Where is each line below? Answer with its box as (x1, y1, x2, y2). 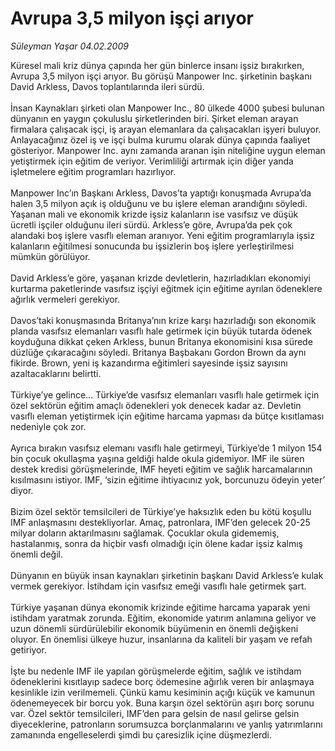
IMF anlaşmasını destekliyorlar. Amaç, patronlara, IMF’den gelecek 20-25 (10, 516, 311, 528)
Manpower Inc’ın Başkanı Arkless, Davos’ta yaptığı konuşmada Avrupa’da (10, 187, 312, 199)
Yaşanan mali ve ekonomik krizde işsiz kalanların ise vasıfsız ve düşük (10, 208, 299, 220)
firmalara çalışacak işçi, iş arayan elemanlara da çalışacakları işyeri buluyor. (10, 123, 322, 135)
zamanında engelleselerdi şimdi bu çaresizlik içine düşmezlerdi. (10, 728, 272, 741)
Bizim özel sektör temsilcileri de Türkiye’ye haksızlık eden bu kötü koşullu (10, 505, 312, 517)
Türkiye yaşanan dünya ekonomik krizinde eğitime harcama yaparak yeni (10, 601, 311, 613)
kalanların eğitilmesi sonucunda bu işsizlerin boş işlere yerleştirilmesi (10, 240, 295, 252)
